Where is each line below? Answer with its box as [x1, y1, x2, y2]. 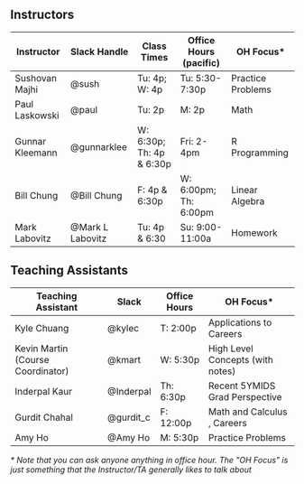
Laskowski [14, 108, 60, 121]
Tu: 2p [137, 103, 165, 116]
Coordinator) [14, 365, 69, 377]
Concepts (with [207, 353, 273, 366]
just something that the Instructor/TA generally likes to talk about [10, 464, 252, 475]
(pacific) [182, 56, 220, 69]
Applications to [207, 316, 272, 329]
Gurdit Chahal [14, 411, 73, 423]
